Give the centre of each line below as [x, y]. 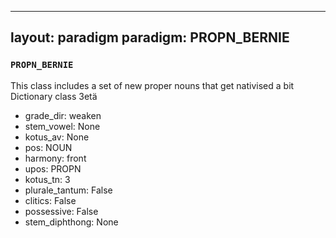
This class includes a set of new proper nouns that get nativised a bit [152, 85]
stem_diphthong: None [71, 222]
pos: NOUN [48, 147]
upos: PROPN [53, 168]
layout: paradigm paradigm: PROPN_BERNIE [150, 37]
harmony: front [55, 158]
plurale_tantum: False [68, 190]
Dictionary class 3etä [54, 96]
